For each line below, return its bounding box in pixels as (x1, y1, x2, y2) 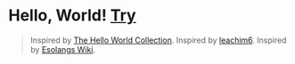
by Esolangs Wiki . (29, 44, 95, 54)
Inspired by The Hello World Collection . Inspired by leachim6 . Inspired (29, 35, 287, 45)
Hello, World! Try (8, 5, 136, 26)
